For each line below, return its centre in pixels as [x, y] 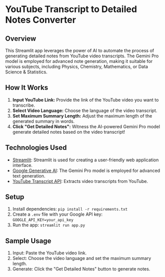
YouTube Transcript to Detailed [71, 9]
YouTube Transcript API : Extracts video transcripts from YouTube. [80, 181]
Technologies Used [36, 148]
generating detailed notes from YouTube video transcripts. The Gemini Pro [82, 56]
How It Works [27, 88]
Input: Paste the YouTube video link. [49, 253]
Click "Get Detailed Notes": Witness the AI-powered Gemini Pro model [86, 126]
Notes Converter [41, 20]
